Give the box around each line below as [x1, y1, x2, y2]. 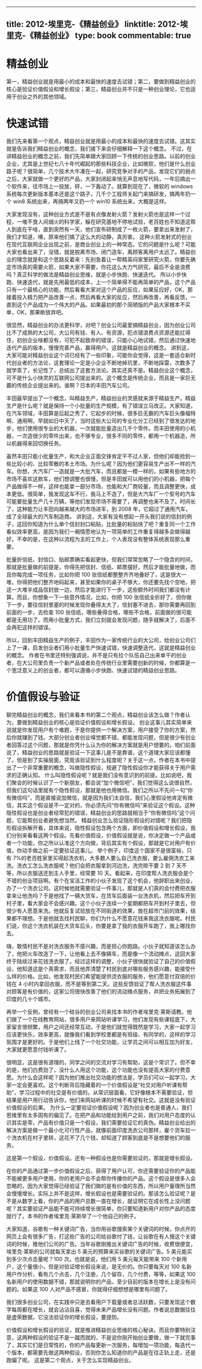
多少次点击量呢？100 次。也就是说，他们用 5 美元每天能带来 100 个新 [11, 1256, 182, 1263]
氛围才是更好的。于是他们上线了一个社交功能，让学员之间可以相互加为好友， [6, 1039, 196, 1046]
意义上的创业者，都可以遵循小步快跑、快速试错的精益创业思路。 [22, 667, 180, 674]
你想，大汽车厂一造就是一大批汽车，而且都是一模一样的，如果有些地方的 [16, 468, 196, 475]
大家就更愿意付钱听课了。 [6, 1046, 70, 1053]
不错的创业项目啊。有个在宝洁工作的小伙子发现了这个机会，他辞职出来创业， [6, 877, 196, 884]
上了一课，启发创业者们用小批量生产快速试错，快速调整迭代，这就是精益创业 [6, 644, 196, 651]
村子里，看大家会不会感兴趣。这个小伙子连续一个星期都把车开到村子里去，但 [6, 900, 196, 907]
